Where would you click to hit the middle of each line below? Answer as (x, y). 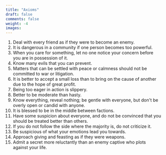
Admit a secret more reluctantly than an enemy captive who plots (79, 142)
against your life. (30, 148)
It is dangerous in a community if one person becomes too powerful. (83, 48)
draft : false (19, 14)
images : (14, 28)
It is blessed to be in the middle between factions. (64, 111)
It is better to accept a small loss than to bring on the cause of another (84, 79)
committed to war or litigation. (43, 74)
